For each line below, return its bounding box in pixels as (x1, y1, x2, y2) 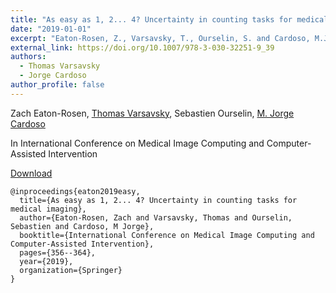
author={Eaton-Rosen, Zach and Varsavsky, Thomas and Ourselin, (19, 212, 293, 223)
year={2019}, (19, 256, 74, 266)
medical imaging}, (10, 204, 87, 214)
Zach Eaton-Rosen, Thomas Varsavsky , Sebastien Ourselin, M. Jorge (10, 107, 295, 119)
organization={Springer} (19, 265, 123, 275)
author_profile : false (10, 80, 105, 90)
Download (10, 167, 53, 179)
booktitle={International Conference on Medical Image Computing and (19, 230, 315, 240)
